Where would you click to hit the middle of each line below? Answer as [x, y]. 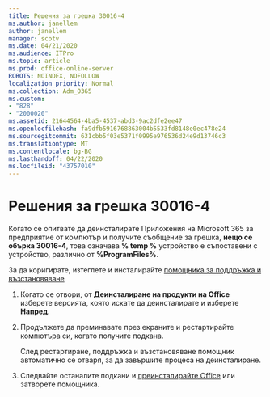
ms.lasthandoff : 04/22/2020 [56, 158]
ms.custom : [27, 99]
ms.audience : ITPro [41, 53]
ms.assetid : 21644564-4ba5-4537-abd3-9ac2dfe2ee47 [95, 121]
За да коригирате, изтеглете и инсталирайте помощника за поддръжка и [135, 270]
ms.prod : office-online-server [61, 69]
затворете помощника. [60, 384]
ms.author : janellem [43, 23]
